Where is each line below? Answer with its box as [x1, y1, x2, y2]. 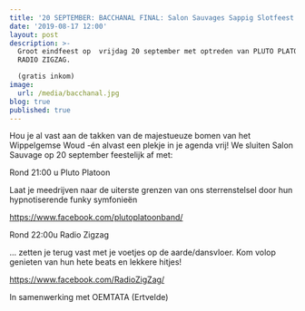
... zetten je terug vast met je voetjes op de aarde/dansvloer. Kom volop [9, 247, 277, 258]
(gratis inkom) [17, 72, 75, 82]
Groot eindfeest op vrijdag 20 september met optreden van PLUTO [17, 47, 274, 56]
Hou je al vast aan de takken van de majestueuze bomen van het [9, 131, 251, 141]
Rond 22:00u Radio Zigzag [9, 229, 110, 240]
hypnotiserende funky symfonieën [9, 194, 138, 205]
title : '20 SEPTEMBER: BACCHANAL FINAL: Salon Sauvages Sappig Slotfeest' [9, 13, 299, 23]
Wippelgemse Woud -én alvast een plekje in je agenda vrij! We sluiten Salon [9, 140, 293, 151]
